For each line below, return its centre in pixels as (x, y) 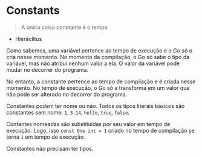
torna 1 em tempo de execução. (46, 137)
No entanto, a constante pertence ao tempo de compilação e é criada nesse (101, 81)
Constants (33, 11)
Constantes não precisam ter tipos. (50, 148)
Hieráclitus (28, 39)
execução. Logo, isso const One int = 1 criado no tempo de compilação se (100, 130)
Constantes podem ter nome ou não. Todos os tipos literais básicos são (96, 106)
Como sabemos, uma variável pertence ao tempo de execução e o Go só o (99, 50)
